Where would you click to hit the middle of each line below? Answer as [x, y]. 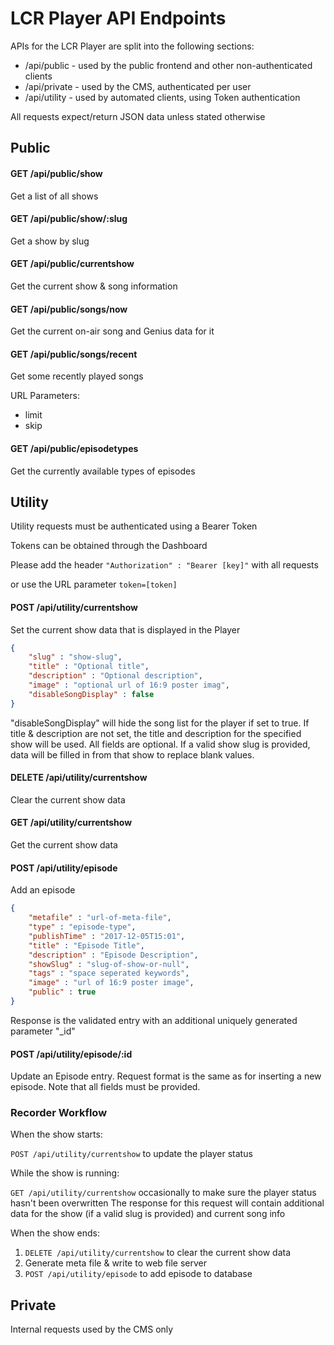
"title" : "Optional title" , [89, 667]
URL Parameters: [45, 396]
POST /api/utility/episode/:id [71, 1054]
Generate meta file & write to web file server [115, 1263]
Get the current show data [64, 845]
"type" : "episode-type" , [82, 927]
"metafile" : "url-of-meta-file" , [100, 918]
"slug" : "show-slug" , [75, 657]
